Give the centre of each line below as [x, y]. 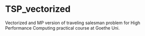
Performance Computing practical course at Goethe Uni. [62, 28]
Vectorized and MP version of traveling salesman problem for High [73, 23]
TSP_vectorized [38, 9]
